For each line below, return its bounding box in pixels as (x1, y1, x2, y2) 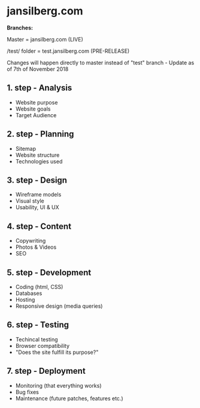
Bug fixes (15, 388, 40, 395)
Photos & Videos (15, 243, 57, 251)
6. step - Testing (7, 320, 69, 330)
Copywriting (15, 237, 46, 245)
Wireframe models (15, 191, 62, 198)
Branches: (7, 24, 34, 31)
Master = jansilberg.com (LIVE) (7, 35, 83, 43)
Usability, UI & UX (15, 204, 59, 211)
